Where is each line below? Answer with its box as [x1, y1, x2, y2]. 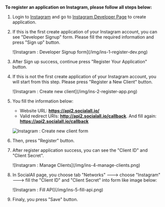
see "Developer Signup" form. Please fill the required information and [12, 34, 154, 40]
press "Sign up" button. [12, 39, 60, 45]
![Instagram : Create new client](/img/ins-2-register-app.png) [12, 89, 138, 94]
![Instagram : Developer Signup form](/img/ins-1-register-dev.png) [12, 49, 148, 55]
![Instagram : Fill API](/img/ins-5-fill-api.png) [12, 187, 104, 193]
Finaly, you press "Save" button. [12, 197, 78, 202]
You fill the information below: [12, 98, 73, 104]
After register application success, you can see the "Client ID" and [12, 147, 148, 153]
